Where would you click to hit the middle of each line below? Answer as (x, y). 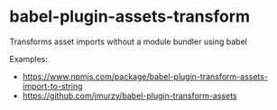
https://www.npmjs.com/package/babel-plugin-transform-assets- (145, 76)
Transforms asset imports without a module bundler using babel (129, 41)
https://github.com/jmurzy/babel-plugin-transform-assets (129, 96)
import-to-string (52, 86)
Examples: (28, 59)
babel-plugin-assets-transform (130, 17)
